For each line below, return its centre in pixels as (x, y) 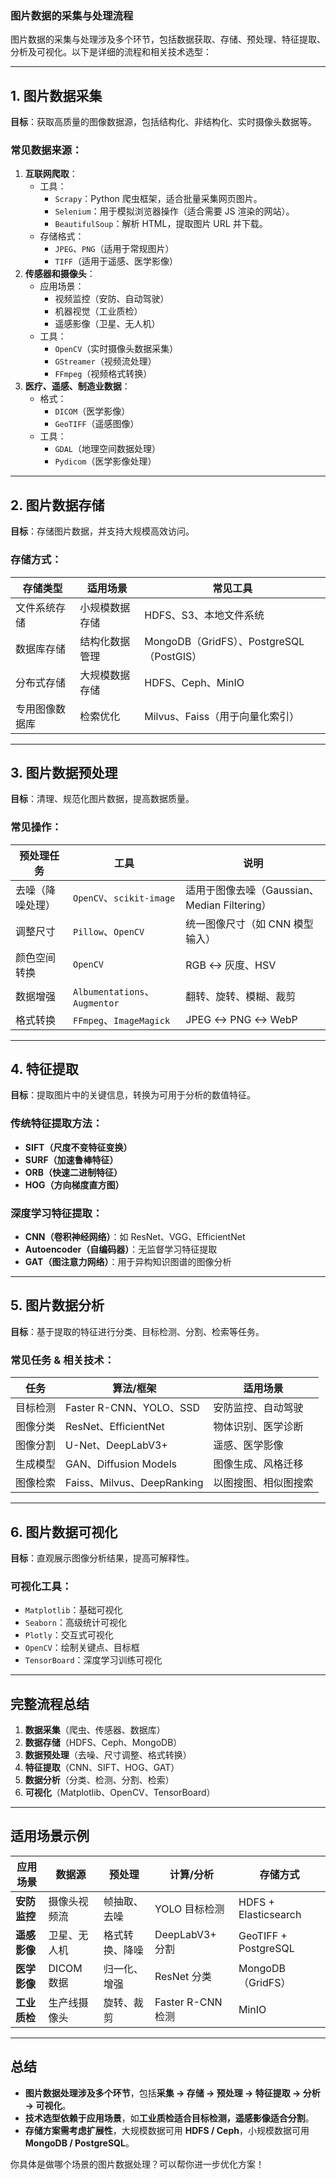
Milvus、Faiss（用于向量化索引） (222, 716)
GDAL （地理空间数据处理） (108, 449)
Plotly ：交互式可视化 (69, 1635)
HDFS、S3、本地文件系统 (204, 615)
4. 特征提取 (44, 1069)
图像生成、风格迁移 (258, 1464)
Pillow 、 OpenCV (108, 931)
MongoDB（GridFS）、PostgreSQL (224, 641)
